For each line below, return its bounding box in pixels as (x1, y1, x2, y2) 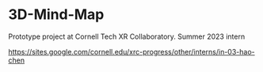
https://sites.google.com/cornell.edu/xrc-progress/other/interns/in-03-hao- (8, 47, 255, 56)
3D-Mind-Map (8, 6, 105, 24)
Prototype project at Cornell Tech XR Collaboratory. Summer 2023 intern (8, 32, 246, 41)
